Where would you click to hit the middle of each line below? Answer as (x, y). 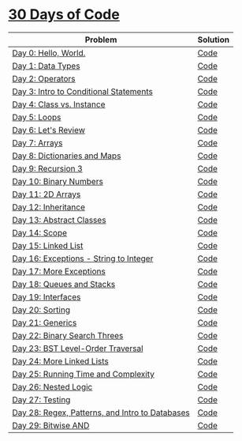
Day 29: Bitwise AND (51, 425)
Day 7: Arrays (37, 142)
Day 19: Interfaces (47, 296)
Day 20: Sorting (41, 310)
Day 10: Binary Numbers (58, 181)
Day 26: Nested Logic (52, 386)
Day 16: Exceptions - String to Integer (83, 258)
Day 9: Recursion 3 (47, 168)
